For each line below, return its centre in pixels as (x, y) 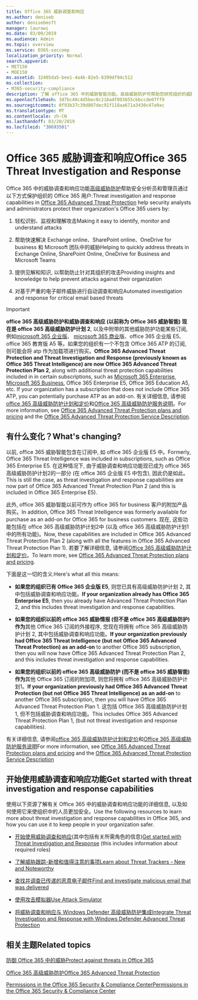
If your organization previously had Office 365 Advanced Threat (107, 686)
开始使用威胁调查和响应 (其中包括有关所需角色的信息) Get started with (98, 836)
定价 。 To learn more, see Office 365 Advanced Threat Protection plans (103, 555)
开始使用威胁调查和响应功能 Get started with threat (99, 780)
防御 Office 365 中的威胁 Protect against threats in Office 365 (80, 960)
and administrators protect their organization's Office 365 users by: (88, 208)
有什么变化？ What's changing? (64, 436)
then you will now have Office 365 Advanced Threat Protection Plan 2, (100, 653)
